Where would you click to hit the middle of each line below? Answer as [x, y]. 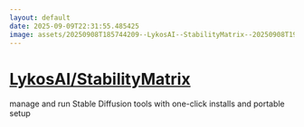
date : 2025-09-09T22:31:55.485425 [75, 26]
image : [22, 34]
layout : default [40, 18]
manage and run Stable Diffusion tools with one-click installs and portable [147, 104]
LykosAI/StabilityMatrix [100, 79]
